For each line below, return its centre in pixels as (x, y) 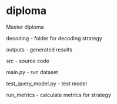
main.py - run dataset (32, 72)
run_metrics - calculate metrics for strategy (59, 95)
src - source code (28, 61)
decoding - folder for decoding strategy (54, 38)
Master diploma (25, 27)
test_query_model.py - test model (46, 84)
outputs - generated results (39, 49)
